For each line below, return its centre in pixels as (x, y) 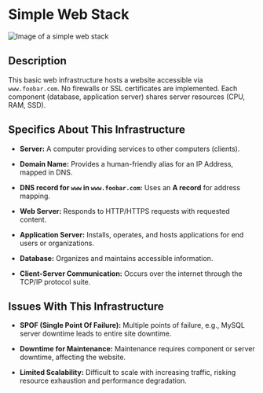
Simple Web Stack (69, 15)
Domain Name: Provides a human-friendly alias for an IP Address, (126, 163)
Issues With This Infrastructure (86, 306)
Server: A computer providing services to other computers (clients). (130, 149)
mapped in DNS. (46, 172)
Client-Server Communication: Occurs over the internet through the (131, 274)
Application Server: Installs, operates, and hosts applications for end (131, 234)
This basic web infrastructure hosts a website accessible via (106, 79)
